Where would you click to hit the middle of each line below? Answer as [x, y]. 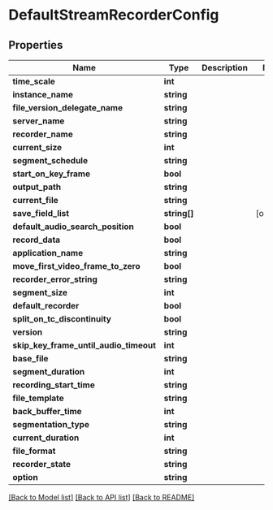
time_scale [34, 81]
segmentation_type [51, 424]
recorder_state [42, 464]
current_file [35, 200]
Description [225, 68]
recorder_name [43, 134]
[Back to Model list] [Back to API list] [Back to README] [102, 497]
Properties [36, 45]
